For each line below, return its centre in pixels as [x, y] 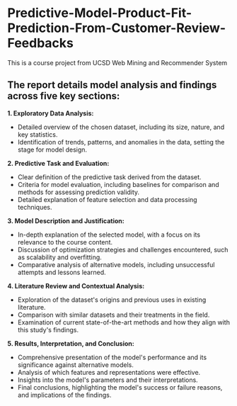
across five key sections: [64, 96]
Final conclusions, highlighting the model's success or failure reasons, [120, 387]
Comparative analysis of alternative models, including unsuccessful [116, 264]
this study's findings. [48, 329]
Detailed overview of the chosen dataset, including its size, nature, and [121, 127]
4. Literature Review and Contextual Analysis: [76, 286]
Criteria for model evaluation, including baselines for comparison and [118, 184]
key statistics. [37, 134]
